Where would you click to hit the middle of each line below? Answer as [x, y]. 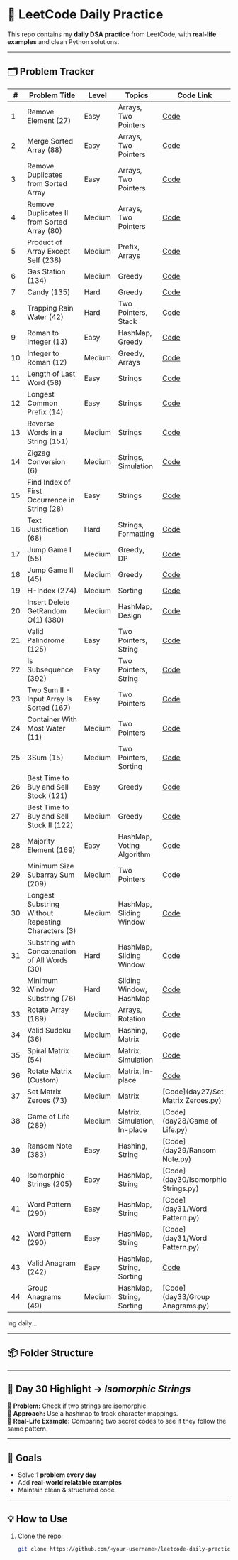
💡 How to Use [38, 1519]
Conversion [46, 461]
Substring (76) [52, 998]
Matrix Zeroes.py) [192, 1100]
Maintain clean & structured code [66, 1490]
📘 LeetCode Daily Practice [85, 15]
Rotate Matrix [50, 1071]
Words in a [45, 432]
